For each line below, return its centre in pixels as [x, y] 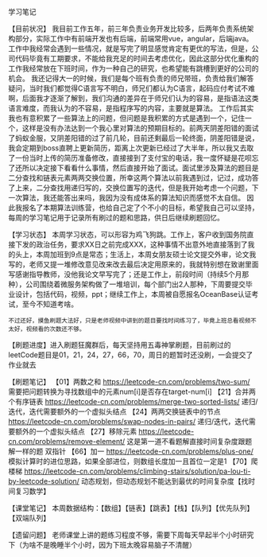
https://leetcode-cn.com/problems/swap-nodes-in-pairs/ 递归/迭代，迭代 [128, 421]
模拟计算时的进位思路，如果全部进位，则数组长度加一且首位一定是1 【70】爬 [133, 461]
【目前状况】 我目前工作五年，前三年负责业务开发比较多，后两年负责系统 [128, 29]
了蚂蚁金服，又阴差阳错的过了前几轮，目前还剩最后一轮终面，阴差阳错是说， [133, 138]
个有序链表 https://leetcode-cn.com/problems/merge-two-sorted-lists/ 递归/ [133, 401]
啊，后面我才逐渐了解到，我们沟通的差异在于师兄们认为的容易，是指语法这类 [133, 98]
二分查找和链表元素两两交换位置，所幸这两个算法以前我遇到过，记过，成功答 [133, 178]
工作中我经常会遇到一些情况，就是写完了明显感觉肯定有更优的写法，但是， [130, 49]
